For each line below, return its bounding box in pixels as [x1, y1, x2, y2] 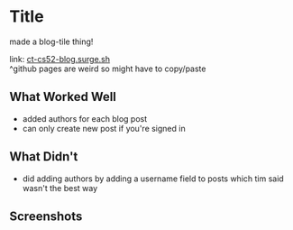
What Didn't [9, 149, 78, 164]
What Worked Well [9, 89, 117, 105]
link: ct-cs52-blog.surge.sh [9, 53, 111, 64]
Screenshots [9, 208, 83, 224]
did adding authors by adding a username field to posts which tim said [22, 173, 284, 184]
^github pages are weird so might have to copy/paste [9, 63, 206, 74]
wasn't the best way [22, 182, 98, 193]
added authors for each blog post [22, 113, 148, 124]
